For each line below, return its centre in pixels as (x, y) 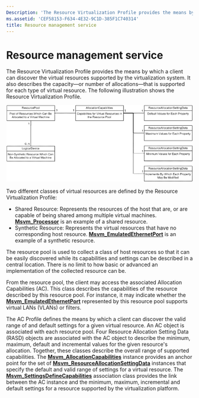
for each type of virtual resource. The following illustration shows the (90, 90)
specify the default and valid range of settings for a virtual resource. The (95, 370)
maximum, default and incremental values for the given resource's (87, 345)
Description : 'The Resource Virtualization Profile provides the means (96, 12)
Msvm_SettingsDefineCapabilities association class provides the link (92, 376)
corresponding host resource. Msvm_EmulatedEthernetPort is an (95, 234)
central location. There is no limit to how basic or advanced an (82, 265)
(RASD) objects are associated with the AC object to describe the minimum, (98, 338)
